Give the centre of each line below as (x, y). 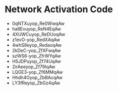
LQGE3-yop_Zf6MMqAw (37, 72)
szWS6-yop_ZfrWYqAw (36, 56)
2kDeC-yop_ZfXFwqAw (36, 50)
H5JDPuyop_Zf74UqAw (37, 61)
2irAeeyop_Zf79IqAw (34, 67)
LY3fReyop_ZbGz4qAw (36, 83)
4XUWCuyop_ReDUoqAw (39, 34)
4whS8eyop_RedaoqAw (37, 45)
